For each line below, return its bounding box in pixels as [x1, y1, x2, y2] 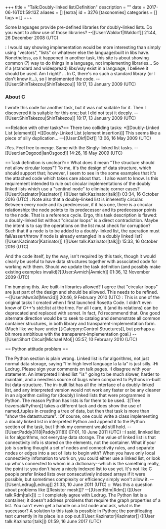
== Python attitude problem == [5, 346, 68, 352]
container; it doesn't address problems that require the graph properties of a [5, 497, 161, 503]
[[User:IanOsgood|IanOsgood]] [5, 150, 69, 156]
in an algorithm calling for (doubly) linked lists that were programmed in [5, 393, 151, 398]
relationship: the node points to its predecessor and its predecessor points [5, 207, 157, 213]
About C [5, 93, 26, 100]
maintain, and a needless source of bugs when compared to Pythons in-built [5, 377, 161, 383]
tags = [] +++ [5, 15, 33, 20]
